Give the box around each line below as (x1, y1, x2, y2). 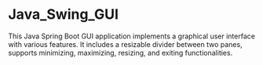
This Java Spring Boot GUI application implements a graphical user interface (8, 31, 255, 41)
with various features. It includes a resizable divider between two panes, (8, 39, 243, 49)
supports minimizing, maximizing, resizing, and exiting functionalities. (8, 48, 233, 57)
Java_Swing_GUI (8, 5, 119, 23)
